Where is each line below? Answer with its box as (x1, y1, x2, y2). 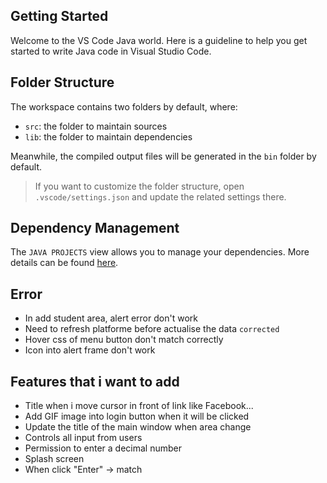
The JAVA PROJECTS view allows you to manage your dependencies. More (10, 246, 310, 258)
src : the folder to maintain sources (24, 120, 168, 132)
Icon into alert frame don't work (24, 344, 156, 356)
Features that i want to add (10, 373, 180, 390)
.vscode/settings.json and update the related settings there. (34, 190, 287, 203)
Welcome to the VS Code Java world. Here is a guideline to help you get (10, 34, 308, 46)
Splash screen (24, 453, 85, 465)
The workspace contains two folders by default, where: (10, 100, 238, 113)
